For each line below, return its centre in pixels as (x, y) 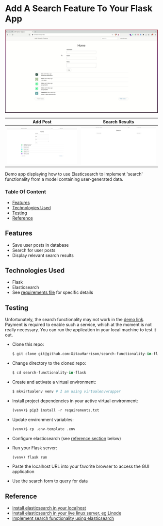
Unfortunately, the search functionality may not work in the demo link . (75, 320)
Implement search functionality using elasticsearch (63, 518)
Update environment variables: (43, 419)
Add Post (42, 122)
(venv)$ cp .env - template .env (44, 429)
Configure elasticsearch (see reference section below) (66, 438)
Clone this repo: (28, 344)
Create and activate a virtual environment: (54, 382)
